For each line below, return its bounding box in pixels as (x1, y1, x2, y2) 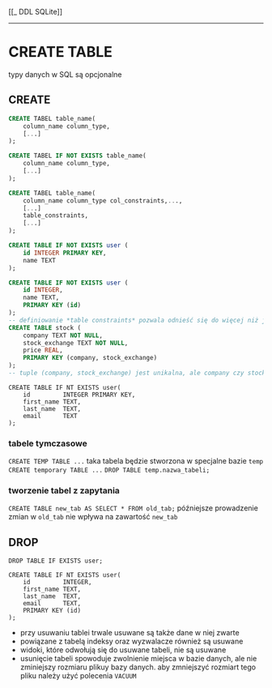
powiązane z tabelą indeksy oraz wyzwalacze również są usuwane (19, 636, 244, 647)
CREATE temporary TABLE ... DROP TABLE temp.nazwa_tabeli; (8, 466, 210, 475)
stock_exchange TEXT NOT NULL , (23, 339, 129, 347)
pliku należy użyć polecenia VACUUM (19, 671, 137, 681)
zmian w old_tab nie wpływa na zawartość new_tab (8, 512, 178, 522)
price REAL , (23, 346, 63, 355)
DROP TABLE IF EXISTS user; (8, 557, 104, 566)
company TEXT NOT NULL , (23, 331, 104, 340)
